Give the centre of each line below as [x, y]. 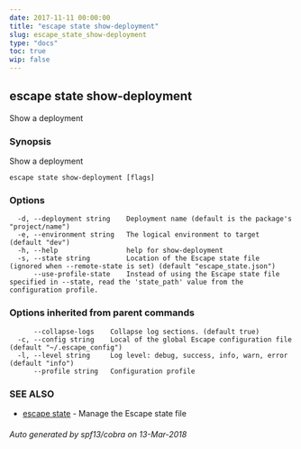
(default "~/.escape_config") [66, 347]
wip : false [30, 60]
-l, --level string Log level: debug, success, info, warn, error [153, 355]
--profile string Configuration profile [114, 371]
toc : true [28, 51]
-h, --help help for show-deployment [120, 251]
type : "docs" [34, 43]
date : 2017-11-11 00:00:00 [60, 18]
